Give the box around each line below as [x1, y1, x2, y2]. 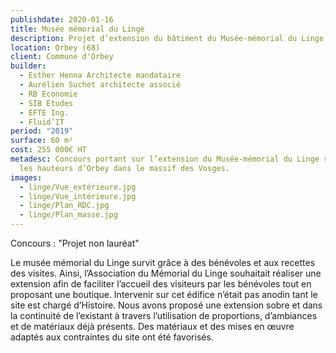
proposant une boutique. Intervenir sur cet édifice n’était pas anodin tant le [10, 289, 318, 300]
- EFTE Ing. [19, 107, 70, 118]
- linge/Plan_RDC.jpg [19, 201, 110, 211]
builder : [10, 61, 47, 71]
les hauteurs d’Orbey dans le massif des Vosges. [19, 163, 230, 173]
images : [10, 172, 43, 183]
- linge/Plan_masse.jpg [19, 210, 118, 220]
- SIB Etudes [19, 98, 74, 108]
